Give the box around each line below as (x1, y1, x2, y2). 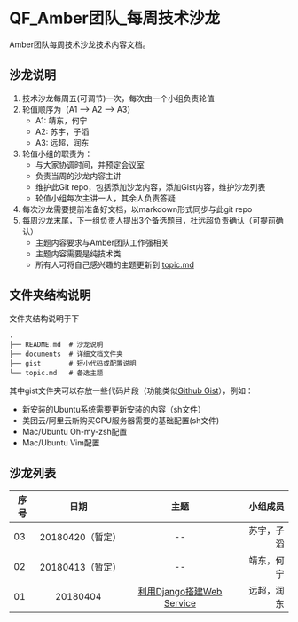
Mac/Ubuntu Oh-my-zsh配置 (21, 426, 128, 437)
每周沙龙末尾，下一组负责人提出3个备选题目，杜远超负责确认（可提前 (21, 215, 277, 225)
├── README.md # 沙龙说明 (9, 340, 104, 349)
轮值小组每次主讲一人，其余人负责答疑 (35, 193, 176, 203)
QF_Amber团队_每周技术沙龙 (9, 8, 221, 28)
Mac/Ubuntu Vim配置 (21, 437, 100, 448)
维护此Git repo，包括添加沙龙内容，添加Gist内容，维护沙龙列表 (35, 181, 266, 192)
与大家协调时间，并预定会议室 (35, 159, 145, 169)
